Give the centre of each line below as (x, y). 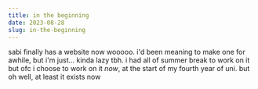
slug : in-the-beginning (47, 30)
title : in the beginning (49, 15)
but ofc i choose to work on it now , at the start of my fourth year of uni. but (129, 69)
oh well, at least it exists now (55, 77)
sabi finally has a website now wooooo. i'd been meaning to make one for (127, 52)
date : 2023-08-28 (36, 23)
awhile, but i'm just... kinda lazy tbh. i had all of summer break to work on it (129, 60)
